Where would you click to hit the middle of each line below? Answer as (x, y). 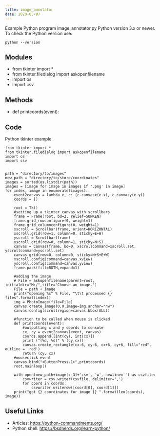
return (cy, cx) (39, 353)
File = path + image (35, 289)
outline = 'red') (23, 349)
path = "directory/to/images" (36, 173)
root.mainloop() (30, 366)
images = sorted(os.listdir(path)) (41, 182)
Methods (19, 100)
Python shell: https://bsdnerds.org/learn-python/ (61, 428)
